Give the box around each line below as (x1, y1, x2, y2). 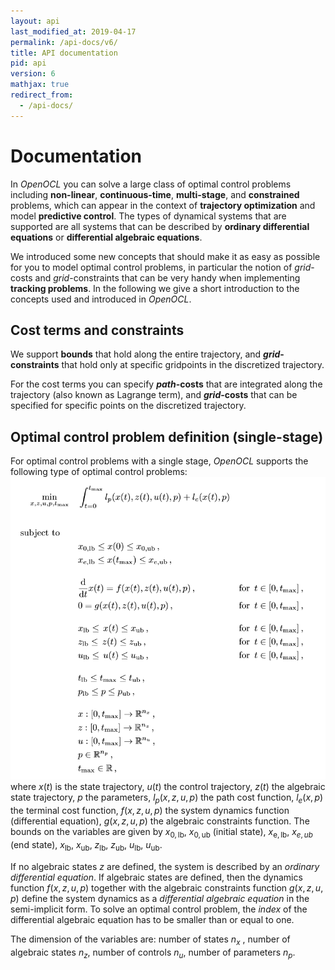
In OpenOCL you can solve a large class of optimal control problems (10, 178, 292, 190)
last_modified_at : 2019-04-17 (10, 26, 137, 37)
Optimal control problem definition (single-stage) (10, 428, 324, 445)
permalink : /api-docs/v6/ (10, 37, 118, 47)
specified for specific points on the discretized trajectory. (10, 400, 247, 412)
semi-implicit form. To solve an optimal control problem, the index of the (10, 903, 308, 915)
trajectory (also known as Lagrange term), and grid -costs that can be (10, 389, 298, 401)
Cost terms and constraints (10, 321, 185, 339)
